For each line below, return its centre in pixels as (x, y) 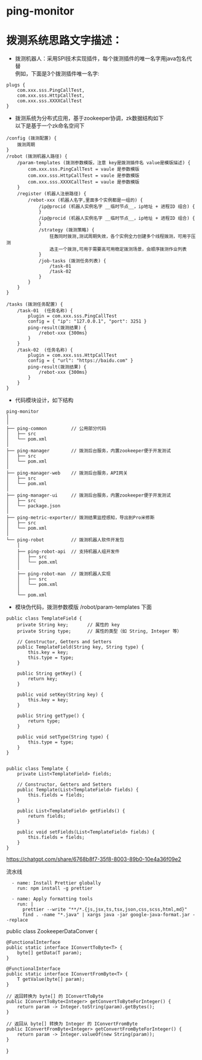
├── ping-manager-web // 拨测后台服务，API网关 (67, 473)
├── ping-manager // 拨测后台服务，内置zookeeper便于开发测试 (89, 451)
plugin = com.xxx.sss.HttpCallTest (73, 355)
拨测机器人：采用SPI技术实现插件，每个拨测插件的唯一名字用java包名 (101, 59)
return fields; (47, 817)
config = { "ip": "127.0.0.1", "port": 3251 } (87, 321)
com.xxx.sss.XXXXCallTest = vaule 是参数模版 (84, 182)
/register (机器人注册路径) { (52, 194)
